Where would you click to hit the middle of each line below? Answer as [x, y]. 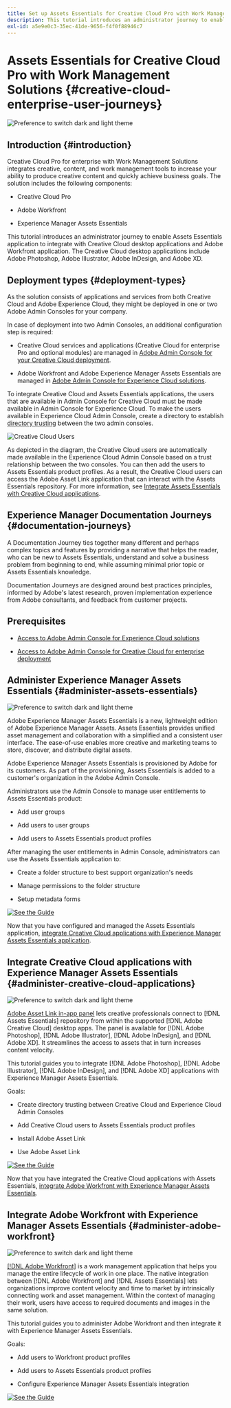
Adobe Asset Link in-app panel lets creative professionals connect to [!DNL [114, 1014]
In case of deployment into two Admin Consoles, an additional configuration [114, 325]
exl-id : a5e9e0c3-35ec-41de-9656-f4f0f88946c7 [75, 26]
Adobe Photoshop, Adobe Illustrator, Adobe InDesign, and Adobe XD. [105, 259]
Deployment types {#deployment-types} [97, 280]
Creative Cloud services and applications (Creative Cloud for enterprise [118, 345]
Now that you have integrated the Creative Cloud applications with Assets [111, 1179]
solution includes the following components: [70, 184]
